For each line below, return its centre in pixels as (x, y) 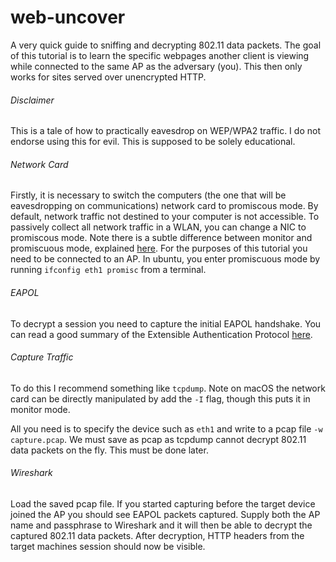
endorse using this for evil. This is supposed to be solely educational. (153, 142)
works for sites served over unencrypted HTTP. (108, 77)
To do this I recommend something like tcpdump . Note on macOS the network (168, 388)
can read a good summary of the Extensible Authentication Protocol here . (161, 334)
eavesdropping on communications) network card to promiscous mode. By (164, 206)
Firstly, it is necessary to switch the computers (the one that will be (148, 195)
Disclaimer (32, 100)
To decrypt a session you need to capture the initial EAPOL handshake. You (166, 323)
